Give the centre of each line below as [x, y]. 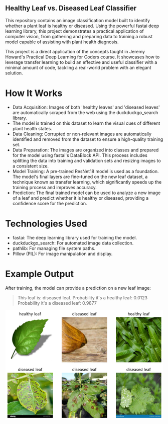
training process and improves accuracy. [54, 187]
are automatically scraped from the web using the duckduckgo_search [85, 112]
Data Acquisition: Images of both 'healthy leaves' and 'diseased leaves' [86, 107]
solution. [14, 73]
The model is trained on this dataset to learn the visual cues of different [86, 123]
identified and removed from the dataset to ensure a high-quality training [88, 139]
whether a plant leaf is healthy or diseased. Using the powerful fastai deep [82, 26]
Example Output [40, 274]
